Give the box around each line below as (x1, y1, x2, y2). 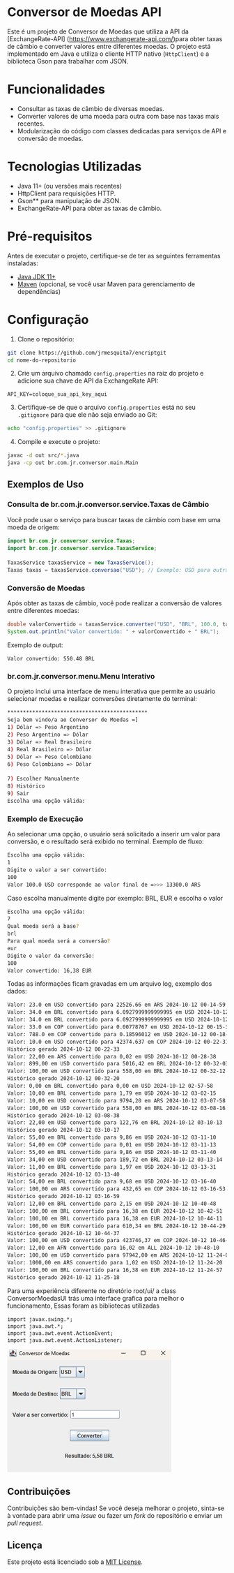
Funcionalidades (7, 82, 106, 98)
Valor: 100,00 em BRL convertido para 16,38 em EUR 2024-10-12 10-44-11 (7, 1215, 223, 1222)
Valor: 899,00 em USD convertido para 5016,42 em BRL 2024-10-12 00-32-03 (7, 1061, 229, 1068)
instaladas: (7, 259, 38, 267)
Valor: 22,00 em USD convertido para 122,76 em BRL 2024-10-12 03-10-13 (7, 1119, 223, 1126)
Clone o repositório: (17, 334, 75, 343)
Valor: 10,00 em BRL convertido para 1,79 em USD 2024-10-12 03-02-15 (7, 1090, 217, 1097)
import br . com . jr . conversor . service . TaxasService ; (7, 545, 157, 552)
